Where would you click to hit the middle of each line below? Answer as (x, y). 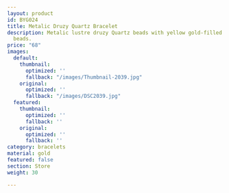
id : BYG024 (23, 20)
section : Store (29, 166)
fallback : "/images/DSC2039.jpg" (73, 96)
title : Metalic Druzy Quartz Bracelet (62, 26)
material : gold (29, 154)
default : (26, 58)
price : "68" (24, 45)
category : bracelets (37, 147)
